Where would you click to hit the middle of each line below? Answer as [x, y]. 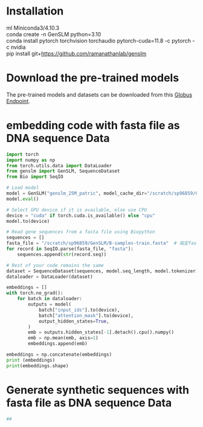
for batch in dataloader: [50, 299]
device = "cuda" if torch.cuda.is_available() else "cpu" [81, 216]
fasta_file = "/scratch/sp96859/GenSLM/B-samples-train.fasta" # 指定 [97, 243]
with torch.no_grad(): [35, 293]
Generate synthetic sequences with [98, 390]
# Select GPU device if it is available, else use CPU [77, 210]
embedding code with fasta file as [93, 126]
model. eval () [23, 199]
